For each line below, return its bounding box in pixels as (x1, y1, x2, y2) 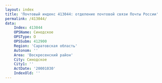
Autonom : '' (14, 48, 38, 53)
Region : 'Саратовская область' (14, 43, 78, 48)
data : (5, 21, 16, 26)
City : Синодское (14, 57, 47, 62)
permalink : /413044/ (5, 16, 47, 21)
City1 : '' (14, 62, 34, 66)
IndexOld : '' (14, 71, 41, 76)
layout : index (5, 7, 34, 12)
